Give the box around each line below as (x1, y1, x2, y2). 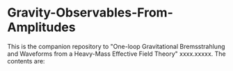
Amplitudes (7, 19, 76, 35)
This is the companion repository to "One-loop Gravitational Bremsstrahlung (7, 42, 225, 50)
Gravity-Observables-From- (7, 5, 174, 21)
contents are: (7, 57, 45, 65)
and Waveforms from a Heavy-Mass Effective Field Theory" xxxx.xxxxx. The (7, 50, 226, 58)
